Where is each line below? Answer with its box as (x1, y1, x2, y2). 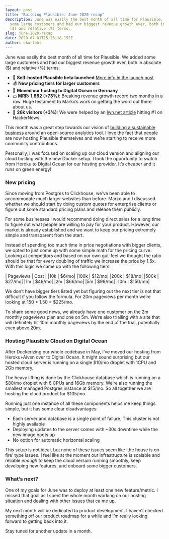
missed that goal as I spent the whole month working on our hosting (5, 492, 146, 498)
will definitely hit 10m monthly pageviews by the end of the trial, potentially (5, 320, 160, 326)
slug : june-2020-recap (5, 31, 53, 36)
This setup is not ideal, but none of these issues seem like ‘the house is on (5, 447, 159, 453)
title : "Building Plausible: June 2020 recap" (5, 12, 105, 17)
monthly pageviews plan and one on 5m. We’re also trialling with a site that (5, 314, 160, 320)
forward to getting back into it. (5, 518, 68, 524)
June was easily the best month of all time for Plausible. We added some (5, 54, 156, 60)
